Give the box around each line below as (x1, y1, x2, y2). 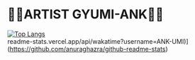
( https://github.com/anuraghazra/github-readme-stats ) (7, 44, 168, 53)
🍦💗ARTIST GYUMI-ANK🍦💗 (7, 6, 165, 23)
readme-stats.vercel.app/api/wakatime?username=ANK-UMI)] (7, 37, 189, 45)
